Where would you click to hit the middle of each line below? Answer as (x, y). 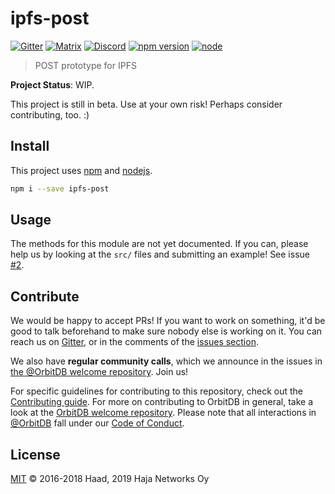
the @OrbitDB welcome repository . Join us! (99, 372)
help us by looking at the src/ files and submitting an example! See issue (160, 254)
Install (30, 146)
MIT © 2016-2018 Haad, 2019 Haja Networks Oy (110, 479)
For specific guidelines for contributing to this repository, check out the (157, 391)
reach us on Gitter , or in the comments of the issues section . (134, 342)
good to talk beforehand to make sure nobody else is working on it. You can (166, 331)
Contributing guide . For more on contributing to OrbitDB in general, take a (162, 402)
